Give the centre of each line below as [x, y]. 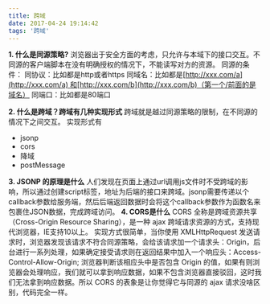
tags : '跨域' [29, 31]
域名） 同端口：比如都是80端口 [59, 95]
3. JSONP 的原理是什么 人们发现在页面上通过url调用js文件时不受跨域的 [125, 182]
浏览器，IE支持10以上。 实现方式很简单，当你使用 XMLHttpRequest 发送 [134, 232]
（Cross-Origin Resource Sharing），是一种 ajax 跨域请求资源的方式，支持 [131, 222]
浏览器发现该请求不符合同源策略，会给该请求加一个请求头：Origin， [141, 242]
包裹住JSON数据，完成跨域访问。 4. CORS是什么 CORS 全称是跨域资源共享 [133, 212]
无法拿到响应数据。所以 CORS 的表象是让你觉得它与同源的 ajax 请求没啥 [134, 282]
